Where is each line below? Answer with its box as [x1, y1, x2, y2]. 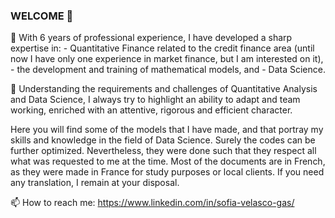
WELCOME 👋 [10, 9, 74, 23]
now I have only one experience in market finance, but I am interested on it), [10, 53, 324, 65]
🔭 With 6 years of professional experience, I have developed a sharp [10, 32, 293, 44]
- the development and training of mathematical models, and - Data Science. [10, 64, 326, 76]
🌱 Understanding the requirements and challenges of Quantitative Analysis [10, 83, 318, 95]
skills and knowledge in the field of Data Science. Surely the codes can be [10, 134, 316, 146]
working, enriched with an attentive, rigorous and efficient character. [10, 104, 293, 116]
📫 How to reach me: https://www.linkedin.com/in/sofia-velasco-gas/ [10, 197, 295, 209]
